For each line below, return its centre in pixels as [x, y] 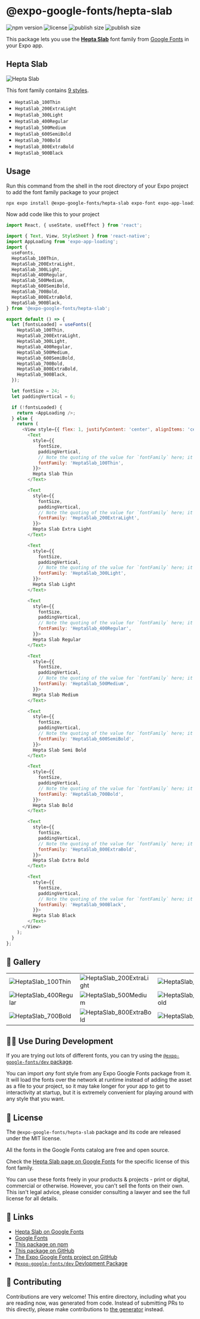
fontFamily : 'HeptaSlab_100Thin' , [81, 463]
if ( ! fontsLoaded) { [37, 407]
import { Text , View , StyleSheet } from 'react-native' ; [78, 236]
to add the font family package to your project [62, 192]
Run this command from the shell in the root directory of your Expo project [97, 186]
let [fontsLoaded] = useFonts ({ [52, 325]
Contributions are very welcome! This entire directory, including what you [96, 1296]
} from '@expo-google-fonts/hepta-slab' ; [58, 308]
